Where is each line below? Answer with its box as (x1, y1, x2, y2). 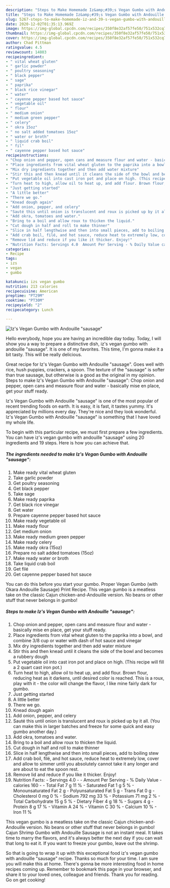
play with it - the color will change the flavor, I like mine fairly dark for (13, 680, 157, 686)
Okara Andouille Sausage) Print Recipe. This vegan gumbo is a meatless (6, 586, 156, 592)
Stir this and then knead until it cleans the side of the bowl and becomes (13, 648, 163, 654)
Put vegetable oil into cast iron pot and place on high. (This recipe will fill (13, 659, 164, 665)
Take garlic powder (13, 475, 53, 481)
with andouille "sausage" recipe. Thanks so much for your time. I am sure (6, 855, 158, 861)
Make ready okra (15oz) (13, 544, 63, 550)
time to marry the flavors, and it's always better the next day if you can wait (6, 835, 163, 841)
